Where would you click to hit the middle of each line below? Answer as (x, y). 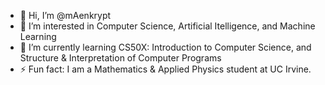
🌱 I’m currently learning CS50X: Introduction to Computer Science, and (165, 47)
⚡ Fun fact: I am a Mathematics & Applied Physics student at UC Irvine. (165, 69)
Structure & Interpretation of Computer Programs (120, 58)
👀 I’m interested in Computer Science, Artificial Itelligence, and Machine (167, 26)
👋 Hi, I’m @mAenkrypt (65, 15)
